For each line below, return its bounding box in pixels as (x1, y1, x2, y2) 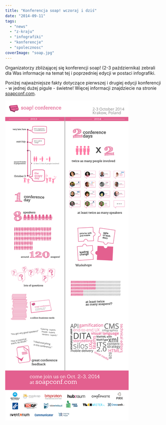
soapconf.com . (5, 90, 36, 96)
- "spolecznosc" (9, 45, 43, 50)
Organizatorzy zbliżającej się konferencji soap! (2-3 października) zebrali (5, 65, 156, 71)
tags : (5, 19, 16, 24)
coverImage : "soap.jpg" (5, 50, 55, 55)
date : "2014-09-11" (5, 13, 46, 19)
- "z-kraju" (9, 29, 35, 35)
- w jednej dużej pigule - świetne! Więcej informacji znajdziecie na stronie (5, 85, 157, 91)
